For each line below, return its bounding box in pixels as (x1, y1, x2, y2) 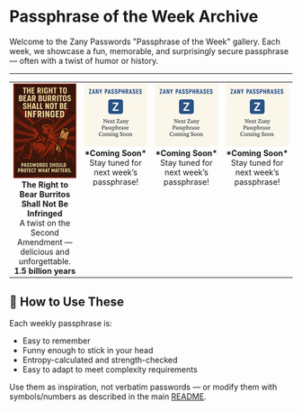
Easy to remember (22, 335, 91, 346)
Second (30, 227, 60, 238)
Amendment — (17, 236, 73, 247)
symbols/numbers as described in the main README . (9, 391, 207, 402)
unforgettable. (18, 255, 72, 267)
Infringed (26, 207, 63, 218)
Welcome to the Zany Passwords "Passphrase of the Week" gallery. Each (9, 36, 281, 47)
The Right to (21, 178, 69, 190)
